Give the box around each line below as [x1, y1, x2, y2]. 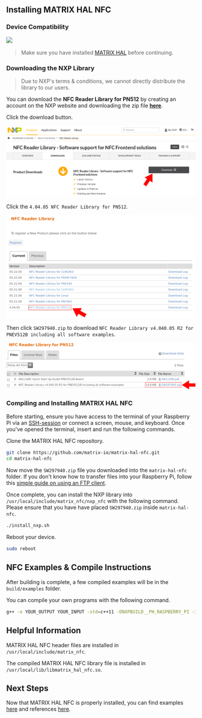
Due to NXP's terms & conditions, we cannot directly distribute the [20, 78, 185, 85]
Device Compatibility [6, 23, 69, 31]
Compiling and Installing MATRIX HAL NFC [6, 399, 133, 407]
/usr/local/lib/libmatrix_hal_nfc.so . [6, 666, 102, 673]
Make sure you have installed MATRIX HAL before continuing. [20, 49, 174, 56]
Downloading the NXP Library [6, 64, 95, 72]
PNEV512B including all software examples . [6, 330, 116, 338]
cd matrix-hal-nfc [6, 456, 52, 462]
